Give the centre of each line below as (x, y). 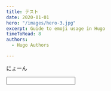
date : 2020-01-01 (28, 17)
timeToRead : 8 (24, 34)
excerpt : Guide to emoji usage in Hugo (56, 28)
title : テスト (22, 12)
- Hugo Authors (30, 45)
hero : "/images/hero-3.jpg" (41, 23)
